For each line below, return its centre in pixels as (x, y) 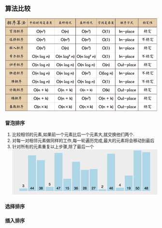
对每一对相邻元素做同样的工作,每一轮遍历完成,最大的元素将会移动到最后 (83, 140)
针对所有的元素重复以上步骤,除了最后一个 (53, 147)
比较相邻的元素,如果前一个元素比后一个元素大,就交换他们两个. (73, 134)
